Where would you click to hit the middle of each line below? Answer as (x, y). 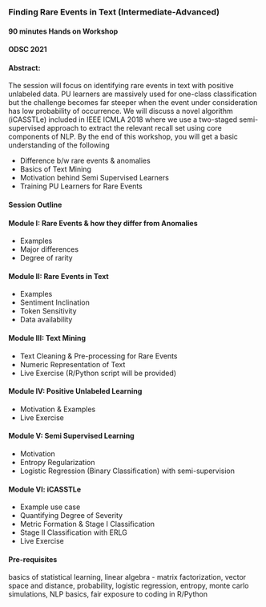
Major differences (49, 249)
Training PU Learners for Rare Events (81, 186)
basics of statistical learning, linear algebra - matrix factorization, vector (127, 577)
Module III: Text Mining (47, 338)
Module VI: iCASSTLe (45, 489)
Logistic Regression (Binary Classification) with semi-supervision (127, 471)
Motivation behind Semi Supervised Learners (95, 178)
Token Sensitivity (48, 311)
